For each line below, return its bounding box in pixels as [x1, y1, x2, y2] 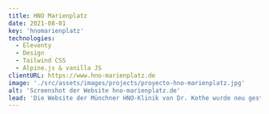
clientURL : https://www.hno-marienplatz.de [8, 71, 156, 79]
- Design [15, 49, 45, 57]
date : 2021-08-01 [8, 19, 66, 27]
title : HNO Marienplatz [8, 11, 88, 20]
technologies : [8, 34, 56, 43]
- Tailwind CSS [15, 57, 66, 65]
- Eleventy [15, 42, 52, 50]
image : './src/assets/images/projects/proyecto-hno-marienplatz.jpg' [8, 79, 246, 87]
